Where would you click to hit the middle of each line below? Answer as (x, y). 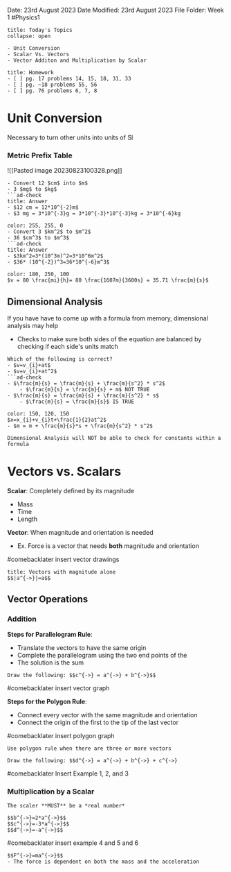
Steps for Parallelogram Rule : (50, 634)
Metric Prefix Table (40, 155)
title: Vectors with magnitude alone (62, 572)
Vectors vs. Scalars (64, 472)
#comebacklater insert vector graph (58, 688)
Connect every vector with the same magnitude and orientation (107, 715)
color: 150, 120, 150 (38, 414)
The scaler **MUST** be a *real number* (66, 805)
